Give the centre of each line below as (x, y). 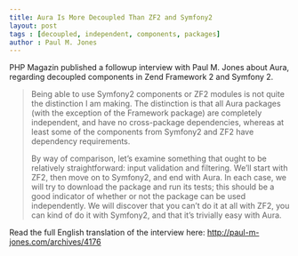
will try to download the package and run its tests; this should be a (153, 187)
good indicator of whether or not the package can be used (138, 196)
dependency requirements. (81, 141)
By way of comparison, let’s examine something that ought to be (149, 159)
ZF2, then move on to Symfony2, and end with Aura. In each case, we (159, 178)
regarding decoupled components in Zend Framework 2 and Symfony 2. (141, 77)
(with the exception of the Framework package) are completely (146, 113)
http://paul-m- (233, 233)
